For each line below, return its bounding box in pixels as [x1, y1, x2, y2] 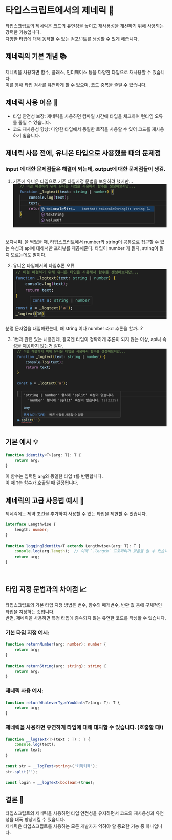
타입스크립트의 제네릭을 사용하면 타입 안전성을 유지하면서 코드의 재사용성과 [5, 810, 155, 816]
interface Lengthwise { [5, 522, 56, 527]
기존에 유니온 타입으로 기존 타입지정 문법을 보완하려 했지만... [12, 178, 133, 184]
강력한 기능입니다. [5, 29, 41, 35]
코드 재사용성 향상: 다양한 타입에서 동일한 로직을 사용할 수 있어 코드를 [12, 126, 151, 132]
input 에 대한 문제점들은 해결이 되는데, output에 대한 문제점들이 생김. [5, 165, 166, 172]
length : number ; [14, 527, 50, 532]
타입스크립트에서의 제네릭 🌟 [5, 5, 115, 16]
